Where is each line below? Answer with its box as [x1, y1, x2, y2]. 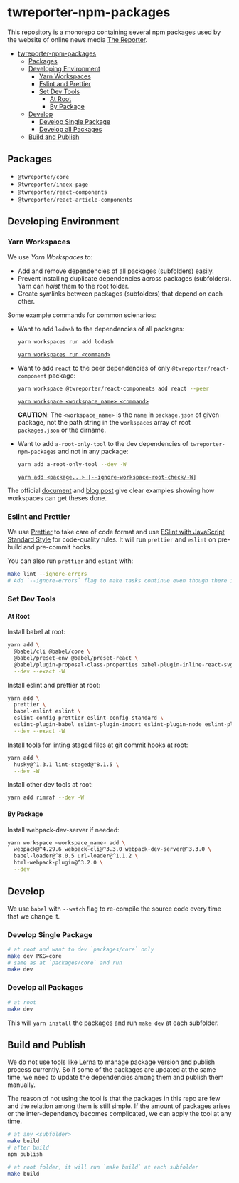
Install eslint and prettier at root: [7, 681, 101, 689]
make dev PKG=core [7, 952, 62, 959]
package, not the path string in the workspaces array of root [17, 418, 191, 427]
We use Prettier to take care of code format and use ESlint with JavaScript [7, 528, 225, 537]
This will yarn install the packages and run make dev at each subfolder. [7, 1018, 219, 1027]
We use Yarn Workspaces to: [7, 253, 93, 262]
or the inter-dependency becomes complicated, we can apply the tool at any [7, 1110, 232, 1118]
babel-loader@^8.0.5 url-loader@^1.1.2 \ [14, 852, 139, 859]
